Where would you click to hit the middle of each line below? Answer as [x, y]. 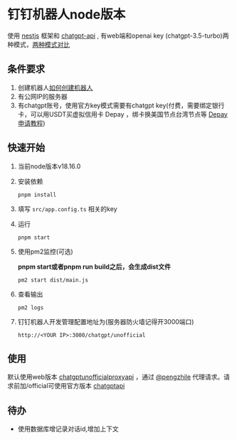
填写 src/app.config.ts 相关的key [67, 209]
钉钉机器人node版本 [67, 15]
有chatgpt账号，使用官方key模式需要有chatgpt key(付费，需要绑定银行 [121, 105]
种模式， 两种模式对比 [38, 44]
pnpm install [37, 195]
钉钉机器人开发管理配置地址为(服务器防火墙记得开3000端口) [106, 321]
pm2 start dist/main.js [53, 280]
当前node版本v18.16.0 [49, 166]
